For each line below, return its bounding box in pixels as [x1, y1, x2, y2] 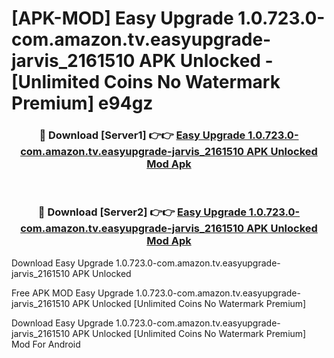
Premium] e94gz [11, 92, 154, 115]
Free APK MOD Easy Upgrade [11, 287, 134, 299]
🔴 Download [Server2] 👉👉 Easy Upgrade [37, 205, 247, 219]
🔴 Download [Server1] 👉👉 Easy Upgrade [39, 128, 246, 142]
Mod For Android [11, 338, 81, 350]
